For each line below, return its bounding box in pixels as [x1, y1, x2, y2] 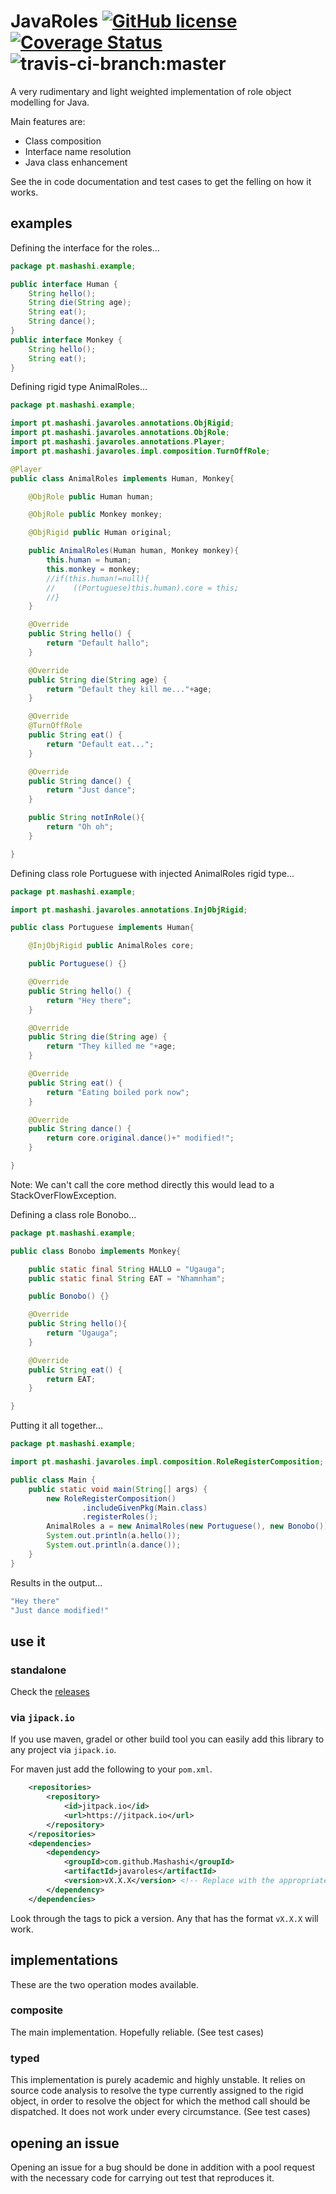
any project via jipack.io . [10, 1744, 117, 1756]
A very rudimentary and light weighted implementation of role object [10, 85, 292, 97]
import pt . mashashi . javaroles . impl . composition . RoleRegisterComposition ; [10, 1457, 325, 1467]
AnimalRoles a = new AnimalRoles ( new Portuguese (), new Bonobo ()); [46, 1521, 333, 1532]
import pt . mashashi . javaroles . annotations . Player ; [10, 437, 226, 447]
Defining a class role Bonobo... [10, 1208, 137, 1220]
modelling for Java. [10, 96, 90, 108]
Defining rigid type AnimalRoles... [10, 381, 148, 393]
